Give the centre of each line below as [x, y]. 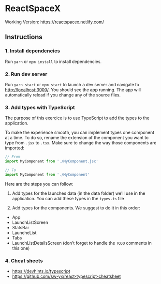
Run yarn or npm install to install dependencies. [53, 62]
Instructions [24, 37]
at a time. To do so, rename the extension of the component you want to [77, 138]
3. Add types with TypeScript [40, 107]
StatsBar [21, 227]
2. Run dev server [26, 74]
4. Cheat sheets [24, 261]
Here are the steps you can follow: [39, 184]
